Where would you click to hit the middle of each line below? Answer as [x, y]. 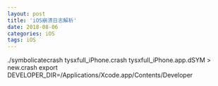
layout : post [26, 14]
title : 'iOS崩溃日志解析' [42, 20]
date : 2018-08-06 [33, 27]
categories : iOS [31, 33]
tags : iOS [22, 40]
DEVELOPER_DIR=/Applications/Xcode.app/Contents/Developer [100, 75]
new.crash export [32, 68]
